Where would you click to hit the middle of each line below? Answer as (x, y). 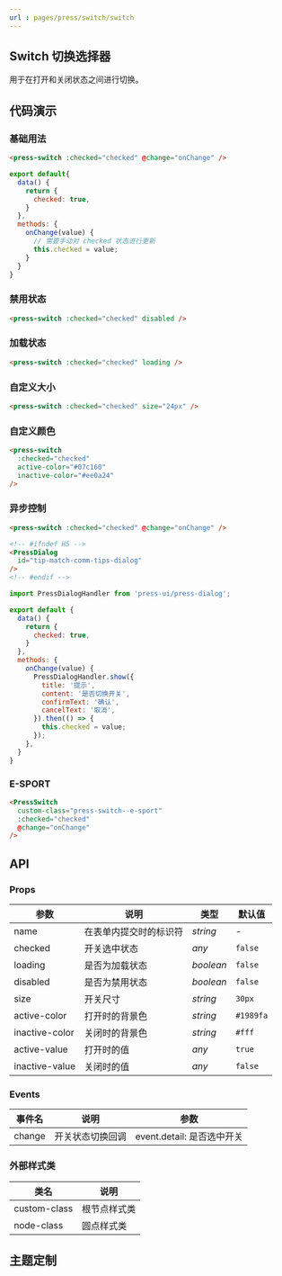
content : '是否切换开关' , (86, 694)
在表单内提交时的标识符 (134, 931)
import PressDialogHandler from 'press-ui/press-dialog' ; (120, 594)
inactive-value (45, 1065)
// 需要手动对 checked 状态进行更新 (94, 241)
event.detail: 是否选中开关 (189, 1137)
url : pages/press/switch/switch (72, 18)
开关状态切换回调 (91, 1137)
